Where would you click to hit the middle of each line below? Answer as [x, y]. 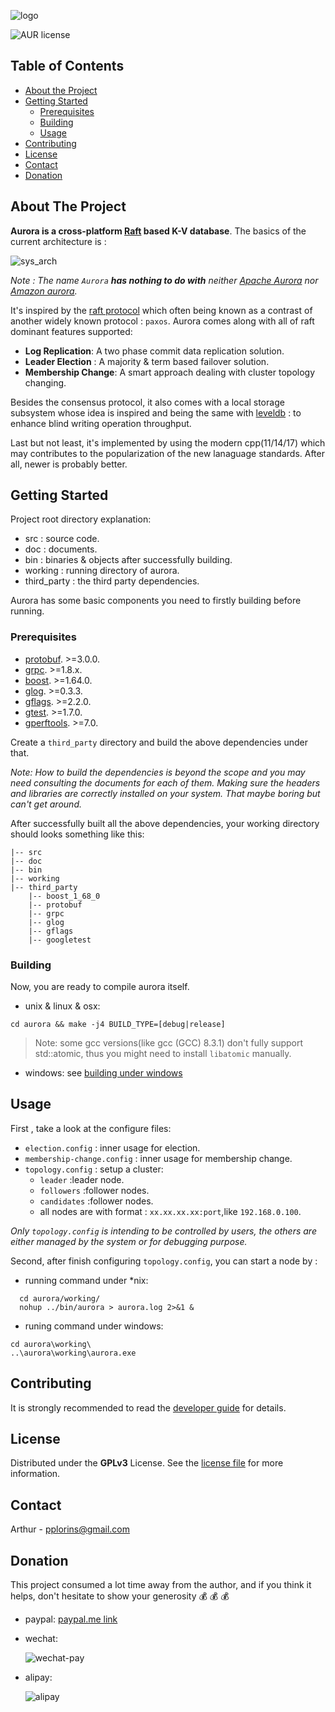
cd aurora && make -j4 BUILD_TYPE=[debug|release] [118, 1025]
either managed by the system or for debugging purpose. [129, 1241]
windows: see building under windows [103, 1073]
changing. [45, 382]
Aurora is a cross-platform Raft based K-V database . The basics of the [158, 231]
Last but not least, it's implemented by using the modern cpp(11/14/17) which [168, 442]
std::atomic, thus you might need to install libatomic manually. [163, 1054]
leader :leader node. [82, 1179]
